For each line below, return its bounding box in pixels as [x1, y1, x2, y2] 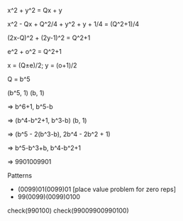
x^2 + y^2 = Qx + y [7, 6, 62, 14]
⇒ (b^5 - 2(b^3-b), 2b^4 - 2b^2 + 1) [7, 130, 111, 138]
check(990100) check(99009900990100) [7, 206, 129, 215]
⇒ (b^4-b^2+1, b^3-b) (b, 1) [7, 117, 87, 124]
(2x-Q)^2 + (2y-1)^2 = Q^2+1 [7, 33, 91, 42]
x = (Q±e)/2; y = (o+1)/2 [7, 61, 77, 70]
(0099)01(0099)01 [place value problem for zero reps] [17, 185, 176, 193]
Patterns [7, 171, 33, 180]
